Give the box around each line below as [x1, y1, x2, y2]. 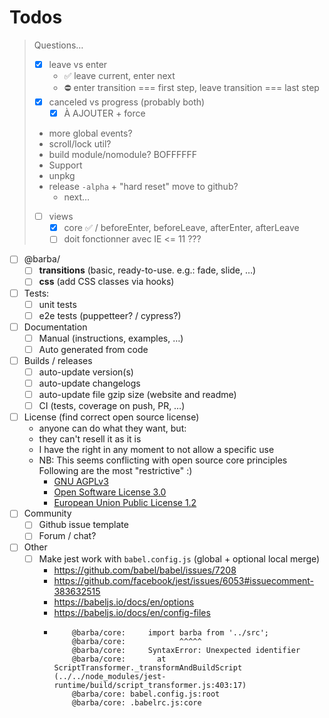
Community [23, 507, 72, 520]
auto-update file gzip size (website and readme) [38, 389, 237, 401]
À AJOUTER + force [63, 107, 146, 120]
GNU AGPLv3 [53, 476, 109, 488]
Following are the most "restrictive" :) [38, 465, 193, 477]
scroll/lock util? [48, 138, 112, 150]
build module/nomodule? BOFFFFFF [48, 149, 198, 161]
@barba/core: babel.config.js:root [72, 689, 221, 699]
